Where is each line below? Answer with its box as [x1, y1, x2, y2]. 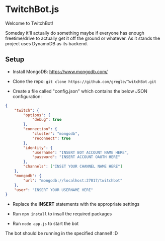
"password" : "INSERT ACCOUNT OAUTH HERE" [32, 154, 121, 159]
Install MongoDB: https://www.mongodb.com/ [12, 68, 108, 74]
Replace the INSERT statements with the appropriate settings [12, 201, 140, 207]
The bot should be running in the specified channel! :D [5, 230, 118, 236]
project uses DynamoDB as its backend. [5, 40, 88, 46]
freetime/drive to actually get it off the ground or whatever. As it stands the [5, 35, 160, 41]
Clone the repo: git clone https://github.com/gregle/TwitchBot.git [12, 78, 157, 84]
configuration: [12, 93, 42, 99]
